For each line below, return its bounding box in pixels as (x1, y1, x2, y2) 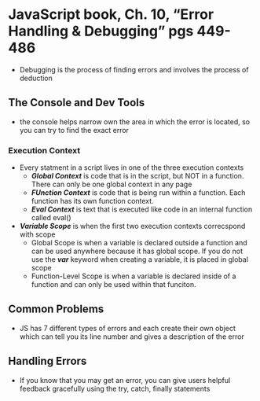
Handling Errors (8, 355, 87, 368)
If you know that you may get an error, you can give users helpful (19, 375, 231, 384)
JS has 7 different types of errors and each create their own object (19, 323, 236, 333)
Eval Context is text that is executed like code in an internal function (31, 204, 253, 214)
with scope (19, 230, 56, 239)
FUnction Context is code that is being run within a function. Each (31, 188, 246, 197)
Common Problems (8, 303, 104, 316)
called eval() (31, 213, 72, 223)
